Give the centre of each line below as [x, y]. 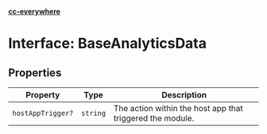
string [93, 113]
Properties [35, 73]
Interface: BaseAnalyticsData [108, 44]
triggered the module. [154, 118]
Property [43, 95]
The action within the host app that [178, 108]
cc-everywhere [35, 11]
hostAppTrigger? [43, 113]
